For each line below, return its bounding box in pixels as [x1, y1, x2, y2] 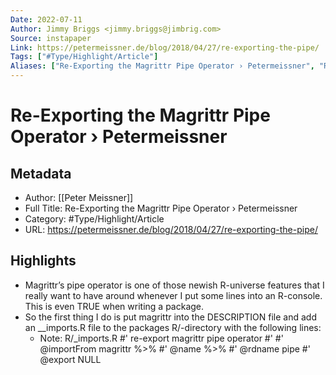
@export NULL [39, 353, 102, 365]
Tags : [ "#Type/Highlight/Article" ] [10, 52, 159, 62]
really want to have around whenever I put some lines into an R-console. [24, 289, 323, 301]
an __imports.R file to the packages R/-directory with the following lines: [24, 321, 322, 333]
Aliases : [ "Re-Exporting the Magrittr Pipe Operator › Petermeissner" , [10, 61, 315, 71]
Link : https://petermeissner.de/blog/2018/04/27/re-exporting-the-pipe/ [10, 42, 320, 53]
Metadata [10, 165, 72, 182]
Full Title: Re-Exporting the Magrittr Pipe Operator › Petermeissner [24, 202, 298, 214]
